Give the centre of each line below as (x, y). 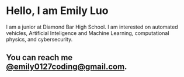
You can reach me (39, 57)
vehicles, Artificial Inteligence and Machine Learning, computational (88, 33)
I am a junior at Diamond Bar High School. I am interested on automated (92, 27)
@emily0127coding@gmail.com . (67, 67)
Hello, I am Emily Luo (57, 11)
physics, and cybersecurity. (39, 39)
